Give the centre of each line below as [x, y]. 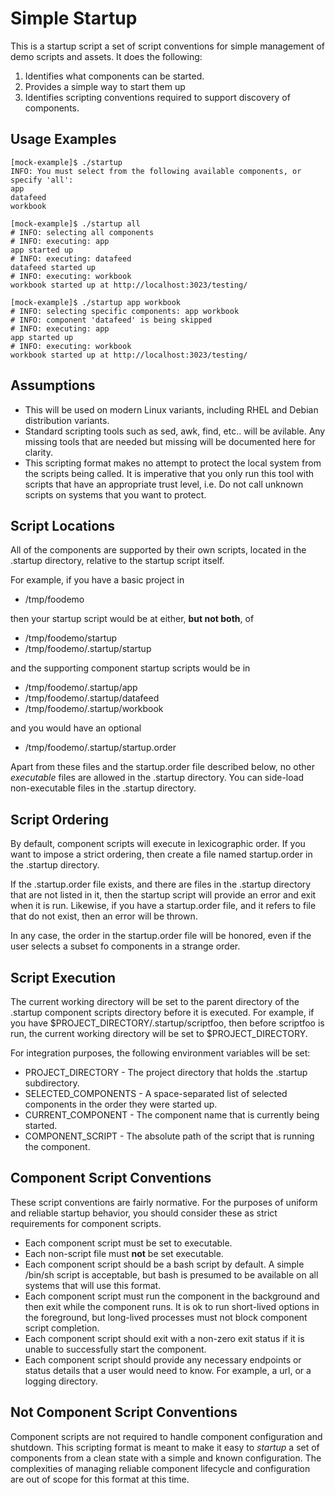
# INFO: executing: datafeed [71, 258]
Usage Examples [63, 139]
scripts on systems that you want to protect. [115, 494]
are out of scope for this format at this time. [100, 1479]
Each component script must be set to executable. [128, 1243]
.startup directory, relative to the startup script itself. [117, 561]
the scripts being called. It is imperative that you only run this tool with [169, 473]
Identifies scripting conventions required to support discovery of [157, 97]
